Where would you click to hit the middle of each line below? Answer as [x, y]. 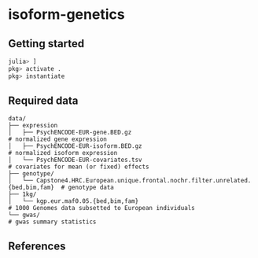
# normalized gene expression [58, 139]
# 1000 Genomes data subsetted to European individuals [101, 208]
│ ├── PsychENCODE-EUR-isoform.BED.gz [76, 146]
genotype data [91, 188]
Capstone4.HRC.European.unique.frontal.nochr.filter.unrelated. [144, 181]
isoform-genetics [66, 15]
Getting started [46, 44]
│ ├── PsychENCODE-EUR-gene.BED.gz [70, 133]
